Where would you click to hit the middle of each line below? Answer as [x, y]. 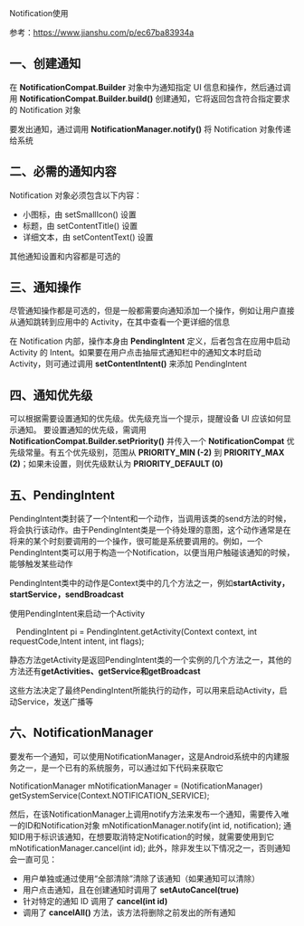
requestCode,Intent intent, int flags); [77, 641]
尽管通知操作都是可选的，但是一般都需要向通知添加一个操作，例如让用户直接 [152, 311]
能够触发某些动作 [41, 564]
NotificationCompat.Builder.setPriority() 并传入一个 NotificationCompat [147, 441]
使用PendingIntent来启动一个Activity [77, 614]
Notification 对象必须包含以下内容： [76, 195]
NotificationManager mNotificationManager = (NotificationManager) [136, 786]
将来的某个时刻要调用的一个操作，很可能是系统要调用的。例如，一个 [136, 542]
